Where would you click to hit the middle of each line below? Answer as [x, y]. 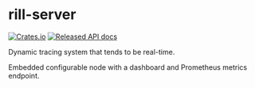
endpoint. [24, 75]
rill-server [42, 15]
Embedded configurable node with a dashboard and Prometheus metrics [128, 67]
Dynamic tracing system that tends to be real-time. [92, 52]
